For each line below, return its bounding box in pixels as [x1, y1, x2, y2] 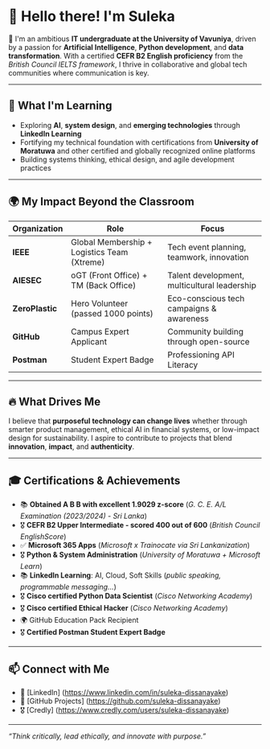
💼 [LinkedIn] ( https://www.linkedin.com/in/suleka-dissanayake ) [19, 688, 229, 697]
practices [19, 163, 52, 172]
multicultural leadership [167, 279, 257, 290]
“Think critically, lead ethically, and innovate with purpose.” [8, 731, 207, 741]
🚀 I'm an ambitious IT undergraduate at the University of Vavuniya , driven [8, 34, 257, 43]
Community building [167, 326, 243, 337]
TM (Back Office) [71, 279, 137, 290]
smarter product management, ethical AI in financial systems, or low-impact [8, 425, 260, 434]
